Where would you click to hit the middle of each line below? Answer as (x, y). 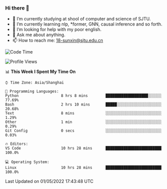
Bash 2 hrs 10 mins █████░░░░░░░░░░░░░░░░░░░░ (83, 104)
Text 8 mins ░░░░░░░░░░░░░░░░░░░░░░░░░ (83, 113)
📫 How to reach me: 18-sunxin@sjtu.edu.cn (58, 40)
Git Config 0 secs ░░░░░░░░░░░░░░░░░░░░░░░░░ (83, 131)
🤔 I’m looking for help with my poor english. (57, 29)
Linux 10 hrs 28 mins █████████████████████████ (83, 168)
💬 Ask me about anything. (39, 35)
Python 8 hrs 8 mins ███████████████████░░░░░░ (83, 96)
